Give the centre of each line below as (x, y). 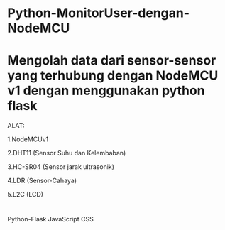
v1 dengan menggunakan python (106, 91)
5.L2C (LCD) (26, 195)
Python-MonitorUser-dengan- (99, 13)
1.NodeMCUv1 (28, 139)
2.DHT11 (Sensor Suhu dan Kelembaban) (67, 153)
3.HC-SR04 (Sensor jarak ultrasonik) (61, 167)
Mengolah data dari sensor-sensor (112, 61)
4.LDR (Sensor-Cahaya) (42, 181)
